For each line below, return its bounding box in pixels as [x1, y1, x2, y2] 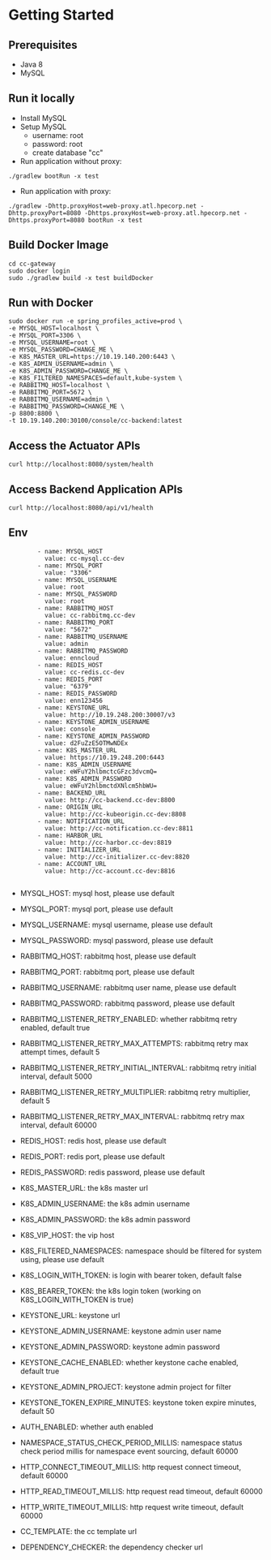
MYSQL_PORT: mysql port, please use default [19, 903, 174, 914]
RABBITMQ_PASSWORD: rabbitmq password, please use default [19, 998, 235, 1008]
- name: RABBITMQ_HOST [37, 604, 114, 612]
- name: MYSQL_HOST [37, 547, 104, 555]
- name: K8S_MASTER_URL [37, 746, 117, 754]
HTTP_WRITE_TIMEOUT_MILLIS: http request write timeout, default [19, 1502, 244, 1511]
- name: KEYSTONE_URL [37, 704, 111, 712]
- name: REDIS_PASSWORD [37, 689, 117, 697]
